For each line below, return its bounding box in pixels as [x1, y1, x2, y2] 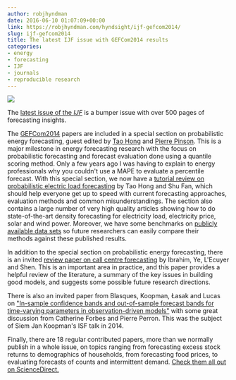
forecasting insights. [7, 116, 67, 124]
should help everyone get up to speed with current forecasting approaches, [7, 190, 227, 198]
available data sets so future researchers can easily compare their [7, 227, 199, 235]
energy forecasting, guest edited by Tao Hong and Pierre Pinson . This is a [7, 137, 222, 145]
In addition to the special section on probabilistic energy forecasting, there [7, 248, 223, 257]
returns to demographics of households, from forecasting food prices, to [7, 350, 218, 359]
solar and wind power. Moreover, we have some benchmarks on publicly [7, 219, 218, 228]
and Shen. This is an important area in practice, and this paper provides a [7, 263, 221, 271]
